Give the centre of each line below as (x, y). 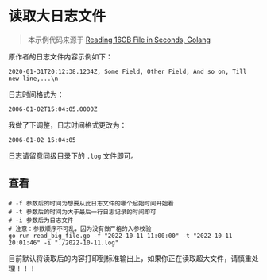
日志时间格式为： (36, 94)
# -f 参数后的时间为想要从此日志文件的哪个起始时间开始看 (91, 203)
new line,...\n (33, 79)
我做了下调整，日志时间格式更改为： (68, 125)
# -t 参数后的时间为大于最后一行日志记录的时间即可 (82, 212)
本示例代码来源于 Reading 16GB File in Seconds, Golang (119, 40)
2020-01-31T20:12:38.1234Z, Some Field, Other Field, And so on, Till (128, 71)
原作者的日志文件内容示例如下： (60, 56)
